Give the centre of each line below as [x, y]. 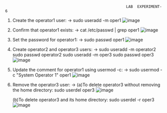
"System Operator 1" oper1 [44, 75]
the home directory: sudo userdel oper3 [53, 90]
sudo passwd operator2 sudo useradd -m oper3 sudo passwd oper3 [83, 55]
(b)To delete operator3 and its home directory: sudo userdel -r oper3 [83, 100]
